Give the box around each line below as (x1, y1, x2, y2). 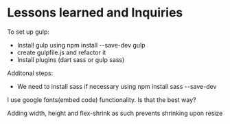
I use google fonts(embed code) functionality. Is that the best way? (7, 95, 196, 104)
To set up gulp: (7, 28, 49, 36)
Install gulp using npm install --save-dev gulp (16, 41, 146, 49)
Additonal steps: (7, 69, 54, 77)
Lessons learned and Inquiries (7, 5, 183, 21)
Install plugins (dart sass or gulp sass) (16, 55, 125, 63)
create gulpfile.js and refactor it (16, 48, 106, 56)
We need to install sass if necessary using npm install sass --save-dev (16, 82, 217, 90)
